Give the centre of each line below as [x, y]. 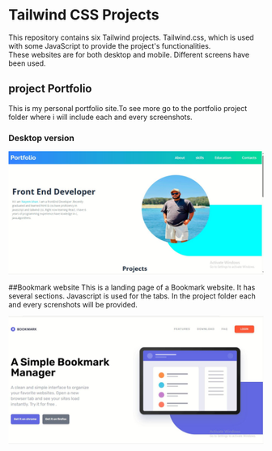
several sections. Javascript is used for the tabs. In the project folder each [132, 296]
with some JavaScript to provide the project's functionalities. [110, 45]
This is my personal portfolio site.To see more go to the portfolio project [128, 108]
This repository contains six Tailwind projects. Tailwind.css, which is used [131, 37]
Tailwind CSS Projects [84, 15]
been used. [27, 63]
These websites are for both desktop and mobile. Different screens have [129, 54]
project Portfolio [50, 89]
